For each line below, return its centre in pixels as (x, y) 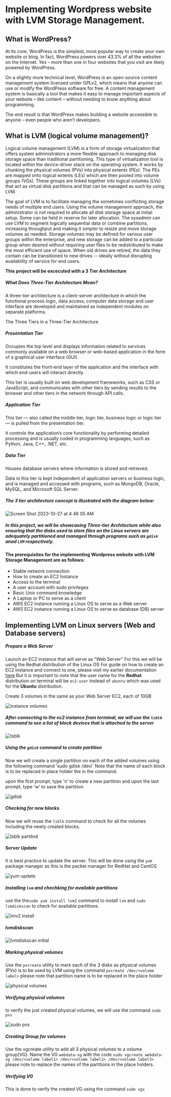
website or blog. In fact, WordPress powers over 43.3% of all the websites (83, 57)
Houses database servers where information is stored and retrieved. (77, 468)
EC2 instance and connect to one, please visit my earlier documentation (81, 670)
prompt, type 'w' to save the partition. (45, 786)
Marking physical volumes (34, 952)
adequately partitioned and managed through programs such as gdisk (82, 536)
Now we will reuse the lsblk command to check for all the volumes (76, 821)
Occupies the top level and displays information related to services (76, 346)
